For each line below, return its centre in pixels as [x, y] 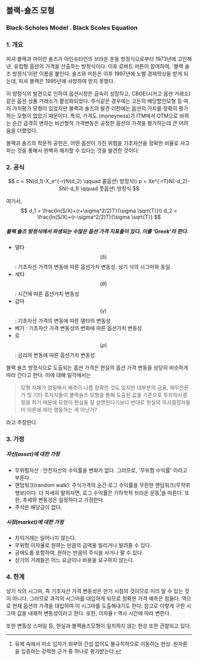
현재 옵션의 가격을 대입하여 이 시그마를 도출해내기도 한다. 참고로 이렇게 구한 [99, 606]
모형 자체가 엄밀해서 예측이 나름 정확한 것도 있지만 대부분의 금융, [94, 387]
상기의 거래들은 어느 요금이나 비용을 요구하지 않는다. [74, 560]
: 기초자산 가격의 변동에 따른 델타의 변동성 [62, 320]
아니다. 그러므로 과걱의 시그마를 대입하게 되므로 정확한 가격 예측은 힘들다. [96, 598]
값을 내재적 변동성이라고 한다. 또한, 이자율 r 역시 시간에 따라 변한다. [94, 613]
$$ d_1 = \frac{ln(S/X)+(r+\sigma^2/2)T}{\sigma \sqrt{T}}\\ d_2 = [99, 210]
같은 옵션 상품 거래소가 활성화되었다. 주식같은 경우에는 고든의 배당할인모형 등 [94, 101]
